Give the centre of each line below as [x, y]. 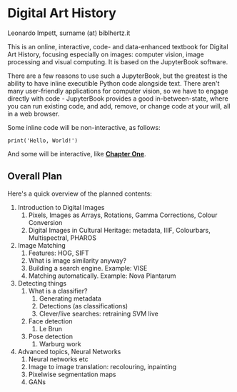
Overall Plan [35, 176]
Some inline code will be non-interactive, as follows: [84, 127]
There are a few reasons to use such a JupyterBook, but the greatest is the [117, 76]
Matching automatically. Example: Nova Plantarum [102, 276]
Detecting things [42, 283]
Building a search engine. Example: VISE [88, 268]
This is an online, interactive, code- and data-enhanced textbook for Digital [118, 46]
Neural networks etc [58, 359]
